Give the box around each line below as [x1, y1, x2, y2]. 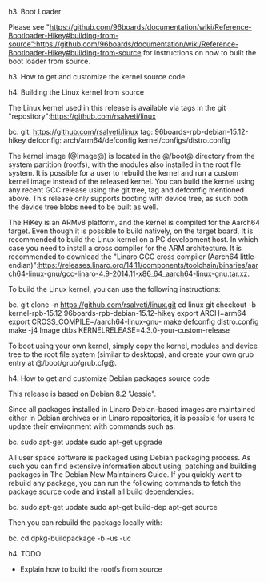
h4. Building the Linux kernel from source [8, 87, 145, 97]
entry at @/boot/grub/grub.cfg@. [8, 358, 118, 367]
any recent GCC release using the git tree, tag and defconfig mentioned [8, 185, 245, 195]
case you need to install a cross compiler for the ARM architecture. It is [8, 244, 242, 253]
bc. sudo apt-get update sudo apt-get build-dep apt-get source [8, 503, 218, 511]
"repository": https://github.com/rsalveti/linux [8, 111, 156, 121]
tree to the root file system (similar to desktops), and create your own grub [8, 350, 254, 359]
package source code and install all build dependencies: [8, 487, 194, 496]
